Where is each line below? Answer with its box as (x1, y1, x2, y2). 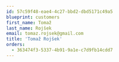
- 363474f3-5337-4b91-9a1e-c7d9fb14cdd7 (11, 47, 113, 53)
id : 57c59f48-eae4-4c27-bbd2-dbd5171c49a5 (6, 8, 113, 15)
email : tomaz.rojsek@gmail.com (6, 31, 84, 37)
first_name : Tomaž (6, 19, 52, 25)
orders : (6, 42, 26, 48)
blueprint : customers (6, 14, 60, 20)
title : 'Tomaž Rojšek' (6, 36, 62, 42)
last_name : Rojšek (6, 25, 52, 31)
